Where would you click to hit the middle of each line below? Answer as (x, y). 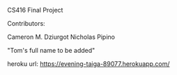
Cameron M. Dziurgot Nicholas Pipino (61, 37)
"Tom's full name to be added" (51, 50)
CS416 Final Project (35, 10)
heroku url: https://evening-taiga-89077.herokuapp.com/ (88, 64)
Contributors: (26, 23)
